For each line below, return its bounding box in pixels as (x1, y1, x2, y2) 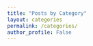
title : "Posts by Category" (7, 9, 88, 17)
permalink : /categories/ (7, 22, 78, 29)
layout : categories (7, 16, 63, 23)
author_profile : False (7, 28, 72, 36)
